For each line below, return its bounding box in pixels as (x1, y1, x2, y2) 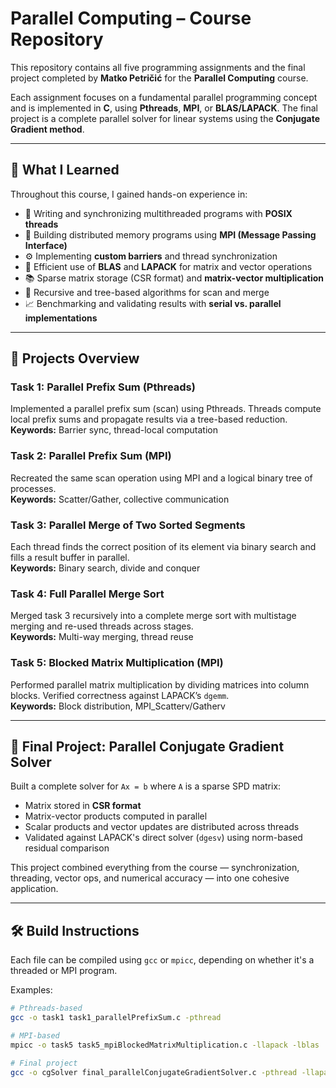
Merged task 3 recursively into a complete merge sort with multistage (10, 610, 297, 622)
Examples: (10, 984, 53, 996)
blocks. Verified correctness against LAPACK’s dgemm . (10, 689, 230, 701)
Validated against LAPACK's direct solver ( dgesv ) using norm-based (24, 832, 303, 844)
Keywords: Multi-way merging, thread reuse (10, 631, 194, 643)
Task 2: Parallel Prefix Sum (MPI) (10, 449, 172, 463)
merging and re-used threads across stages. (10, 620, 194, 632)
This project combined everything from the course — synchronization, (10, 862, 300, 874)
